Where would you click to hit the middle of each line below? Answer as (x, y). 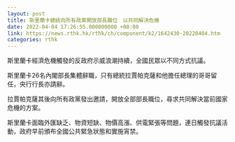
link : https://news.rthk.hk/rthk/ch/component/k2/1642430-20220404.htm (114, 33)
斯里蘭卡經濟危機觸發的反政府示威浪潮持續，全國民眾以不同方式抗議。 (108, 61)
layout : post (26, 14)
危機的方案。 (26, 108)
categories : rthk (33, 40)
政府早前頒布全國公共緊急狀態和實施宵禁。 (80, 132)
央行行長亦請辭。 (44, 84)
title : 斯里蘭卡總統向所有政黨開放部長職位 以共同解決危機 (83, 20)
